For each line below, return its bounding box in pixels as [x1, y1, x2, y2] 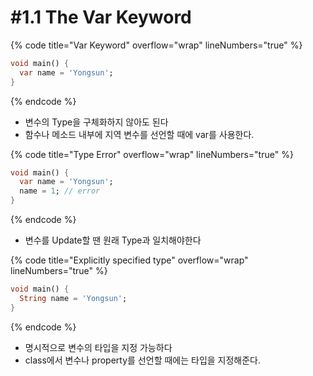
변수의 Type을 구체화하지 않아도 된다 [24, 116, 169, 128]
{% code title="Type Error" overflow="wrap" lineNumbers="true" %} [10, 148, 294, 160]
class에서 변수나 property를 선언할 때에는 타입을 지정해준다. [24, 354, 262, 366]
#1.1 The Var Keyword [10, 6, 192, 29]
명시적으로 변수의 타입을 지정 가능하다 [24, 341, 173, 353]
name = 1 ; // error [19, 186, 101, 196]
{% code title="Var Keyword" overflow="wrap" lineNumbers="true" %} [10, 39, 303, 51]
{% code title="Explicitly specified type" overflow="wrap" [10, 254, 249, 266]
